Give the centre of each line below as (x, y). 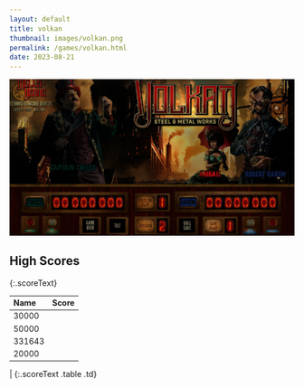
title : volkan (36, 28)
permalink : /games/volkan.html (68, 48)
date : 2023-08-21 (42, 57)
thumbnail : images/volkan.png (66, 38)
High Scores (44, 261)
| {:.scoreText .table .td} (53, 374)
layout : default (40, 19)
